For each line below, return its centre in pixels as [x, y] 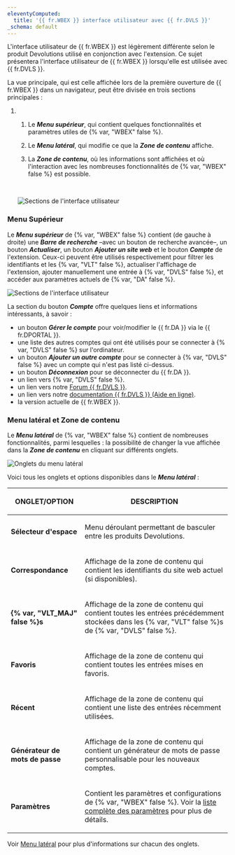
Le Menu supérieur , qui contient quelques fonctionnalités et [114, 125]
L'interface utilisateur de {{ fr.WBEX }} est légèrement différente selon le [111, 47]
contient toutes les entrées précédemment [154, 613]
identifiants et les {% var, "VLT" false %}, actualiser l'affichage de [102, 264]
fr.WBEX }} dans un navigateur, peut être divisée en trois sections [101, 90]
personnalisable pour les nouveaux [142, 759]
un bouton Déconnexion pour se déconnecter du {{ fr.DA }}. [104, 372]
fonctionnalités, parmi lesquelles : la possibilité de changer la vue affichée [114, 443]
